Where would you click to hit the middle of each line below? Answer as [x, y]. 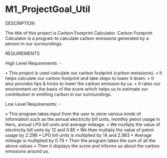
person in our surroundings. [34, 43]
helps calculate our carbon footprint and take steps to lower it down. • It [80, 78]
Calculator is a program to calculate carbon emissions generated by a [77, 38]
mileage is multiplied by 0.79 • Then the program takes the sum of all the [80, 140]
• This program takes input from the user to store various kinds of [73, 114]
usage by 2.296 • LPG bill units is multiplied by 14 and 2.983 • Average [78, 135]
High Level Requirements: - [33, 63]
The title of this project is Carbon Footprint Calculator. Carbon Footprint [79, 33]
